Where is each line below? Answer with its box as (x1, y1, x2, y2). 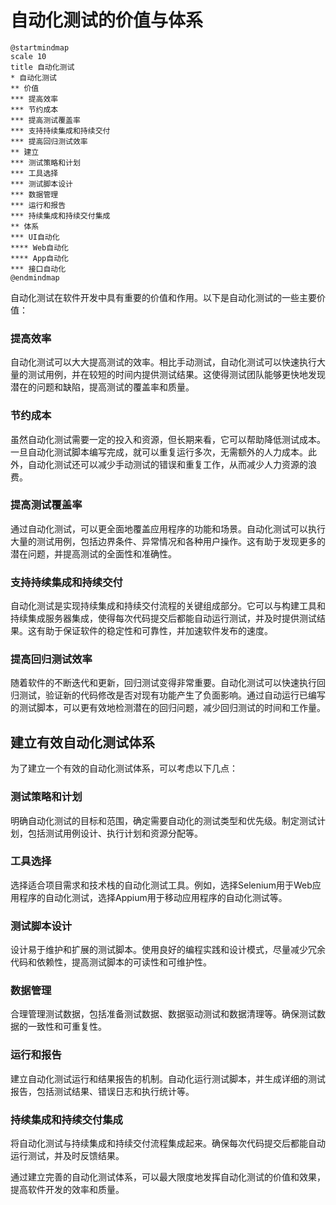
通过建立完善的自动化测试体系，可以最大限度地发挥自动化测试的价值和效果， (10, 1171, 326, 1183)
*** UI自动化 (10, 232, 60, 242)
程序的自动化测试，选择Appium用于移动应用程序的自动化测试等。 (18, 891, 288, 903)
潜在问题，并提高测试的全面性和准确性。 (10, 547, 177, 560)
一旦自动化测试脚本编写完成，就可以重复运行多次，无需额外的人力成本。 (10, 446, 308, 458)
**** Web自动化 (10, 242, 69, 253)
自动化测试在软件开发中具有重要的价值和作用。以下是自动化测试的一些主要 (10, 291, 317, 303)
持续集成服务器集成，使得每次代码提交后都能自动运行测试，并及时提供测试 (10, 612, 317, 625)
